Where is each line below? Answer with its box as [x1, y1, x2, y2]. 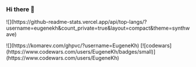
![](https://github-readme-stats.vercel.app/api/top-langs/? [6, 19, 147, 26]
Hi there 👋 [6, 5, 35, 13]
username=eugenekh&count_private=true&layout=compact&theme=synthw [6, 24, 190, 31]
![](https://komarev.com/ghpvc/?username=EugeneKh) [6, 42, 139, 49]
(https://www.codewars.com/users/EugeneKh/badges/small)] [6, 48, 156, 55]
